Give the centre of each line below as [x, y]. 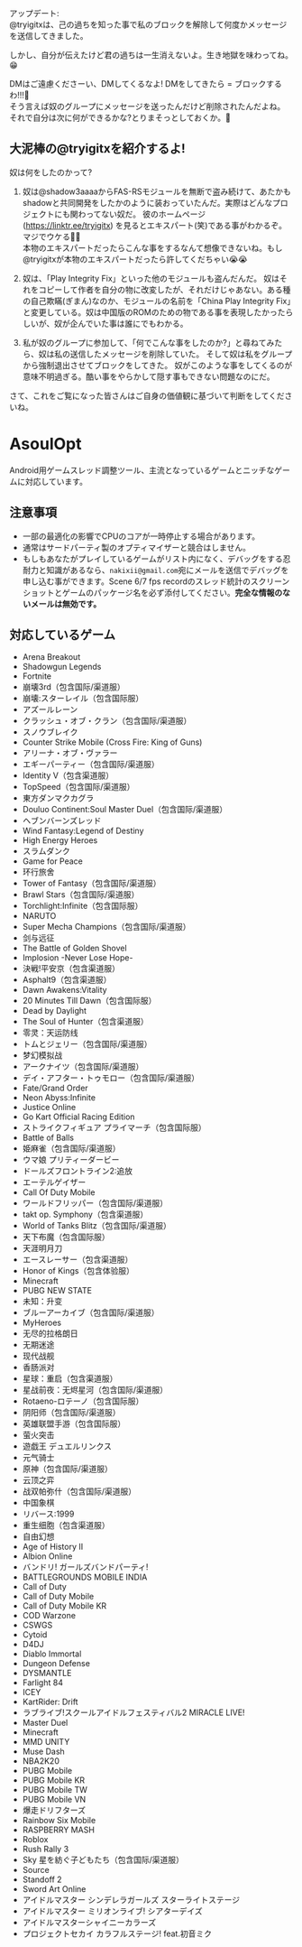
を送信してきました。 [49, 36]
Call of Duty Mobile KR [64, 1606]
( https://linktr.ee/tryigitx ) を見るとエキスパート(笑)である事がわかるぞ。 [154, 225]
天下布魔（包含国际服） [66, 1237]
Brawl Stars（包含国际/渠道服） [81, 895]
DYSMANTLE [47, 1673]
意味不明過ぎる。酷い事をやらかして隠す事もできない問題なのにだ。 [148, 376]
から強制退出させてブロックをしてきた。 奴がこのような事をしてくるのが [157, 365]
